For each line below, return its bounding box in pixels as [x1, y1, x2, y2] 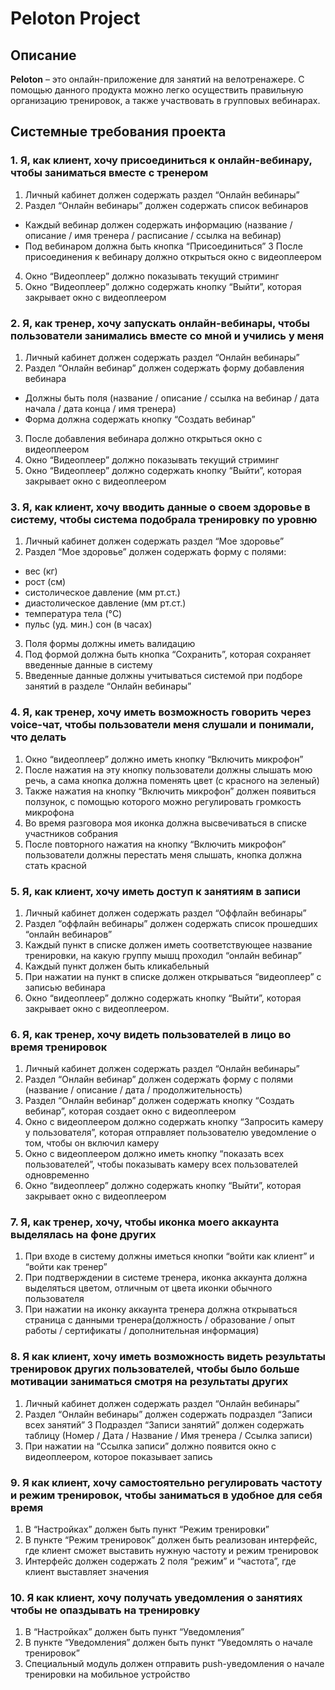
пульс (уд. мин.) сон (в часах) [24, 618, 153, 631]
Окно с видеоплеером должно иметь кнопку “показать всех [24, 1148, 285, 1160]
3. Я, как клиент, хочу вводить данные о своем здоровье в [10, 500, 311, 514]
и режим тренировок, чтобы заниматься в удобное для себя [10, 1488, 323, 1502]
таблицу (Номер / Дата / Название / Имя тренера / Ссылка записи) [24, 1429, 313, 1441]
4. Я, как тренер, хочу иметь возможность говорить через [10, 705, 312, 719]
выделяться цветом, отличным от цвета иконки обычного [24, 1282, 273, 1294]
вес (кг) [24, 565, 58, 577]
